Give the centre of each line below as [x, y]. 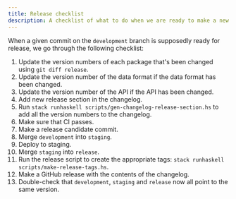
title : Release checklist [46, 14]
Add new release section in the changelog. [80, 99]
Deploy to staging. [45, 144]
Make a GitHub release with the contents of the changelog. [104, 174]
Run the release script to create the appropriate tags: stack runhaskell [121, 159]
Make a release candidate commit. [68, 129]
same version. [38, 189]
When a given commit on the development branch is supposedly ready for [114, 40]
